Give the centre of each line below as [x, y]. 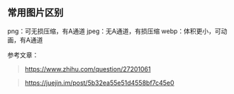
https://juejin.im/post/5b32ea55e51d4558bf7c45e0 [100, 83]
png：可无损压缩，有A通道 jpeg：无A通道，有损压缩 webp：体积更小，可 [114, 31]
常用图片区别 [35, 13]
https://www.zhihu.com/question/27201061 [88, 69]
